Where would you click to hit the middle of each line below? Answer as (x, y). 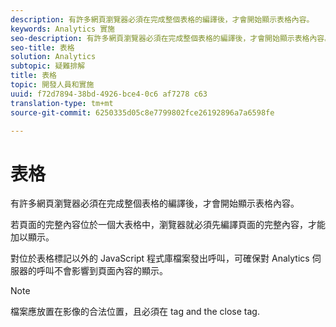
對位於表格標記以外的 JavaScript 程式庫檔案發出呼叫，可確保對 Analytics (160, 258)
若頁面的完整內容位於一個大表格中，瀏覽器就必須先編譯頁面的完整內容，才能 (168, 225)
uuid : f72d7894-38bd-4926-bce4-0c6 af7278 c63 (109, 94)
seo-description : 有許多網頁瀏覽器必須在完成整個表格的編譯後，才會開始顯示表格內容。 (171, 38)
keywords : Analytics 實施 (62, 29)
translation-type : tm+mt (62, 103)
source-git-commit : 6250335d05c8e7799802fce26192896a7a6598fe (142, 112)
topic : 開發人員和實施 (52, 85)
